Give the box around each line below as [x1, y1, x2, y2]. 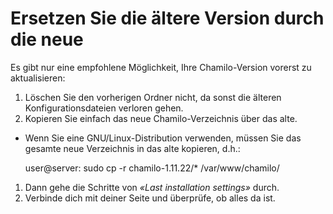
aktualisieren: [10, 72, 66, 84]
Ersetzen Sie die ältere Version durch [10, 7, 325, 30]
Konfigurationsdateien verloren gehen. [24, 102, 184, 114]
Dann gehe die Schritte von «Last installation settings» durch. [24, 181, 280, 193]
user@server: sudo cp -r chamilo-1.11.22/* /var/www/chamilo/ [24, 162, 280, 174]
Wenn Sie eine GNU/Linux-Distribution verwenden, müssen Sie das [24, 132, 302, 144]
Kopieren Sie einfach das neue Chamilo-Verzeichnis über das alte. [24, 112, 298, 124]
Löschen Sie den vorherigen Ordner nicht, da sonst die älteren [24, 91, 282, 103]
